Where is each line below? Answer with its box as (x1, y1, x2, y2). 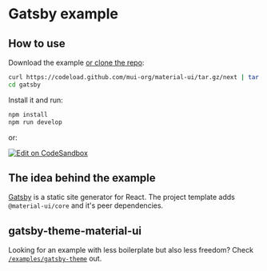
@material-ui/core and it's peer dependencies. (8, 201, 164, 210)
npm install (8, 110, 48, 118)
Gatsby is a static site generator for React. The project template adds (8, 193, 236, 202)
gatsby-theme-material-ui (8, 224, 142, 237)
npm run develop (8, 118, 62, 126)
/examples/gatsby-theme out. (8, 253, 102, 264)
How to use (8, 37, 66, 50)
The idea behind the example (8, 171, 156, 185)
